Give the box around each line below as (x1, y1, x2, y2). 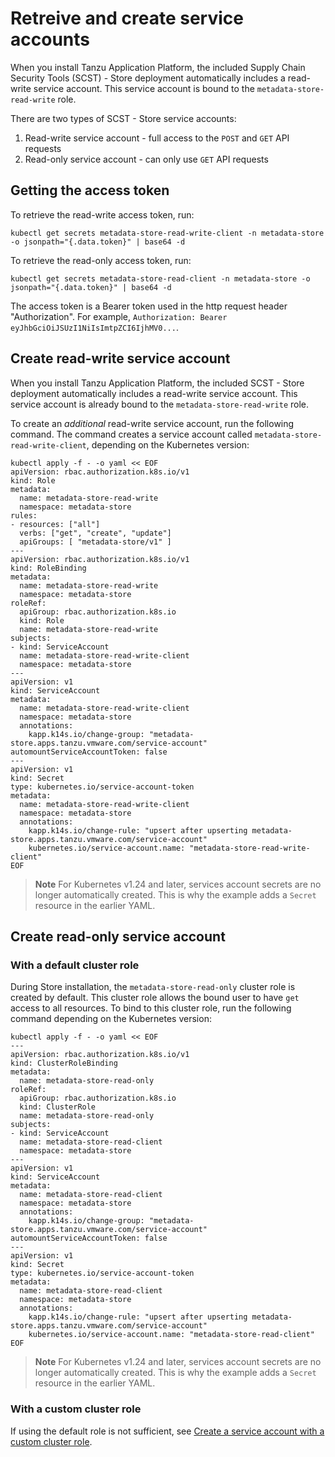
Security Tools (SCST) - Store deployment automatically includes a (10, 72, 286, 84)
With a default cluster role (10, 958, 140, 972)
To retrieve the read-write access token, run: (10, 208, 195, 221)
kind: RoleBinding (10, 563, 87, 573)
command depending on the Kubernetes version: (10, 1013, 212, 1025)
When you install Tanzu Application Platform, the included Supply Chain (10, 61, 306, 73)
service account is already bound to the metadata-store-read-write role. (10, 398, 310, 410)
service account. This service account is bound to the (33, 82, 255, 94)
